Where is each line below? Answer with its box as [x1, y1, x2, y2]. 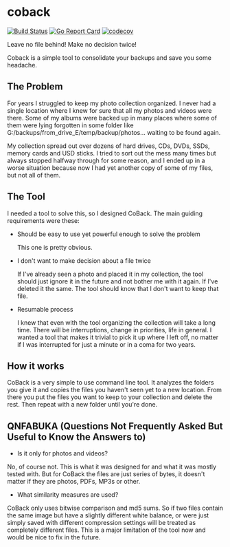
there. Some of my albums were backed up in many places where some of [7, 114, 218, 122]
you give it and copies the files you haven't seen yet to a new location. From [7, 386, 222, 394]
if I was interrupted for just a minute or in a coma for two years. [16, 340, 196, 348]
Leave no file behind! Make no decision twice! [7, 40, 137, 48]
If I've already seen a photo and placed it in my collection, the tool [16, 270, 204, 278]
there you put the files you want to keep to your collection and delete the [7, 393, 213, 401]
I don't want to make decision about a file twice [16, 256, 151, 265]
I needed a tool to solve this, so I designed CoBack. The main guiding [7, 209, 203, 217]
